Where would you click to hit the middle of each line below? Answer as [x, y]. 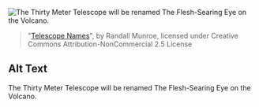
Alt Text [28, 69]
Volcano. [23, 96]
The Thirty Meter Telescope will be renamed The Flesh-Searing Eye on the [129, 87]
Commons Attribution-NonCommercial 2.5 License [110, 44]
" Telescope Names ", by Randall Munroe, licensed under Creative [133, 36]
